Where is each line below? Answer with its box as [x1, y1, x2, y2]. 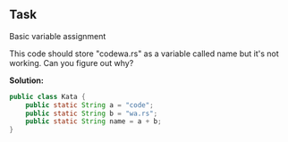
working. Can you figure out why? [9, 57, 134, 68]
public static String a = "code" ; [25, 100, 154, 110]
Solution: [9, 75, 45, 86]
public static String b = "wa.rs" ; [25, 109, 158, 118]
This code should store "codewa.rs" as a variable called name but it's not [9, 48, 279, 59]
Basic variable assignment [9, 30, 106, 41]
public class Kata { [9, 92, 87, 101]
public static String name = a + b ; [25, 117, 163, 126]
